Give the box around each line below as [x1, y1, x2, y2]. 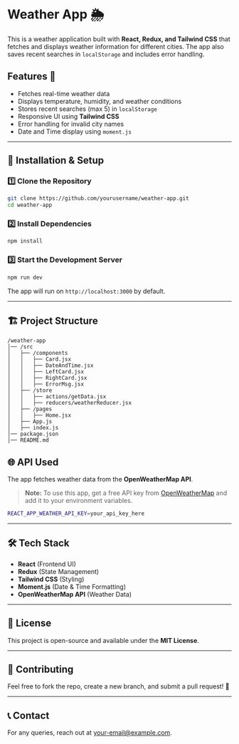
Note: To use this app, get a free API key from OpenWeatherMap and [24, 489, 228, 497]
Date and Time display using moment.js [17, 127, 132, 136]
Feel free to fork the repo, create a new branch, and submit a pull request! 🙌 [7, 682, 230, 691]
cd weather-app [7, 201, 53, 209]
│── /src [7, 344, 33, 351]
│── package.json [7, 430, 59, 438]
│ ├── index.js [7, 425, 59, 432]
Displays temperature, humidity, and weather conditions [17, 97, 182, 105]
